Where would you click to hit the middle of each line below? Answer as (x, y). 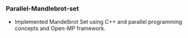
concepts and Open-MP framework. (60, 28)
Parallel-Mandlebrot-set (42, 9)
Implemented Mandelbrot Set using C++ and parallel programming (98, 22)
